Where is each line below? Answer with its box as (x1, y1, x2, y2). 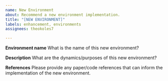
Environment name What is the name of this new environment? (5, 45, 139, 51)
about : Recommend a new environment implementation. (5, 12, 120, 17)
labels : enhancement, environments (5, 21, 81, 27)
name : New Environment (5, 7, 54, 13)
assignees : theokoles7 (5, 26, 54, 32)
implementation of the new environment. (5, 70, 91, 76)
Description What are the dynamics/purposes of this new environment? (5, 55, 157, 61)
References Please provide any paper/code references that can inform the (5, 65, 163, 71)
